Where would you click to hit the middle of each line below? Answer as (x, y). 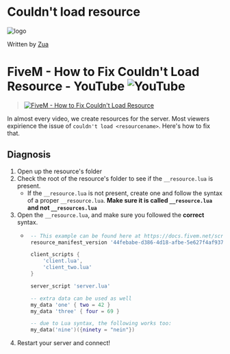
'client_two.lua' (67, 268)
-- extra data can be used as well (81, 299)
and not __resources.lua (62, 207)
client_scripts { (55, 255)
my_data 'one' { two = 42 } (71, 305)
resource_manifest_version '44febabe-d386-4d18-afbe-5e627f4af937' (129, 242)
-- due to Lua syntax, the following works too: (101, 324)
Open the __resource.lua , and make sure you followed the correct (111, 215)
